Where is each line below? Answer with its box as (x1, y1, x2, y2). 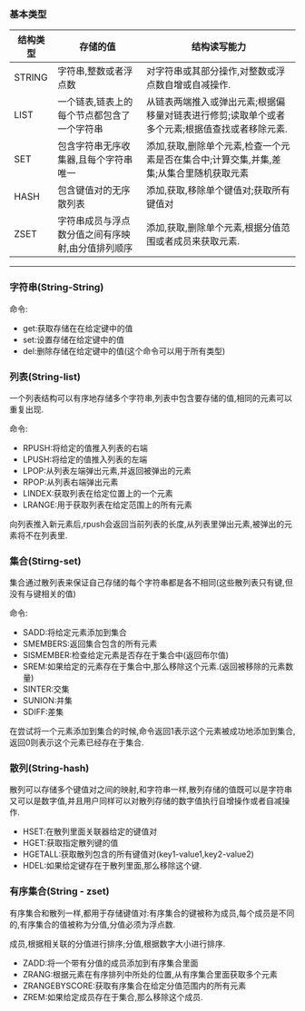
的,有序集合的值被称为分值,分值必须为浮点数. (9, 918, 176, 929)
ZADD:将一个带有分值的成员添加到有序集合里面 (22, 957, 199, 968)
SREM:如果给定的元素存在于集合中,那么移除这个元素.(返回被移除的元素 (22, 661, 286, 672)
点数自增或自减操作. (146, 79, 231, 92)
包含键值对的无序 (57, 184, 131, 197)
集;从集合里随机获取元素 (146, 167, 250, 180)
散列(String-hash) (9, 762, 90, 775)
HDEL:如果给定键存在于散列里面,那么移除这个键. (22, 860, 202, 871)
